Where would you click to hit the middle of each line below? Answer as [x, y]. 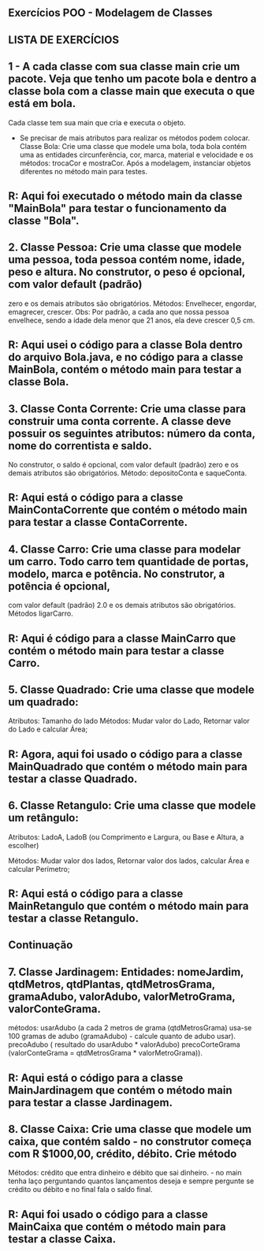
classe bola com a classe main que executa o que [132, 91]
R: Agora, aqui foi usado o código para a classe [125, 754]
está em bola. [42, 104]
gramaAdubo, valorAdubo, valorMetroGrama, [122, 996]
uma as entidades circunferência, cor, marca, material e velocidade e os [136, 155]
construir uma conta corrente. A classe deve [120, 421]
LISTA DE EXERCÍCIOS [64, 40]
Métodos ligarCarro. [41, 613]
